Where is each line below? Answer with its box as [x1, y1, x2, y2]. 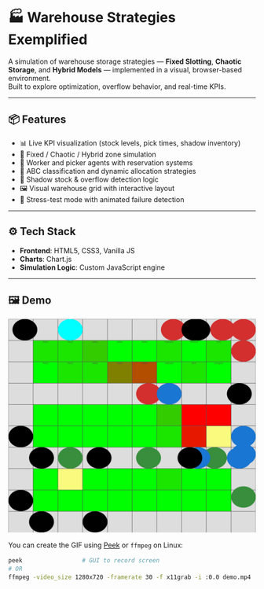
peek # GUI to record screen [8, 557, 159, 565]
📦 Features [8, 113, 67, 127]
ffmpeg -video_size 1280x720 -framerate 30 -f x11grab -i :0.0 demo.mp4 [8, 573, 251, 581]
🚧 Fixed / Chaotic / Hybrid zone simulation [19, 149, 157, 159]
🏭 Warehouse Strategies [8, 9, 176, 27]
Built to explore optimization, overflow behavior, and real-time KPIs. [8, 82, 226, 91]
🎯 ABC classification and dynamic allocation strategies [19, 166, 196, 175]
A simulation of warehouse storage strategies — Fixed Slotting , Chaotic [8, 57, 242, 66]
